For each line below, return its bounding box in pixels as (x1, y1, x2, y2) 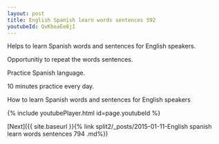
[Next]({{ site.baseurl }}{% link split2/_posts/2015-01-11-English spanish (7, 123, 212, 131)
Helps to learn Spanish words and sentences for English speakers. (7, 42, 196, 51)
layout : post (7, 10, 45, 17)
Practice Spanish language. (7, 69, 85, 77)
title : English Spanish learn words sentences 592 (7, 17, 156, 24)
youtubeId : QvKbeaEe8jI (7, 23, 76, 30)
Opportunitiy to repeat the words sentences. (7, 55, 133, 64)
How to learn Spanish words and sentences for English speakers (7, 96, 191, 104)
